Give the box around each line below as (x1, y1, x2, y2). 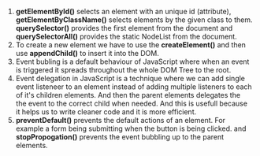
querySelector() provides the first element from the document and (15, 24, 233, 32)
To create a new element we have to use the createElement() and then (15, 40, 247, 50)
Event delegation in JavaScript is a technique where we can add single (15, 74, 246, 83)
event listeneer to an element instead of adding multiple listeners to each (15, 82, 252, 91)
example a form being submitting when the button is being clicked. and (15, 124, 247, 133)
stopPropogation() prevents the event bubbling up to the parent (15, 132, 225, 141)
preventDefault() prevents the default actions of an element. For (15, 116, 226, 124)
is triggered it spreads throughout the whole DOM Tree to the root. (15, 65, 232, 74)
